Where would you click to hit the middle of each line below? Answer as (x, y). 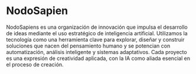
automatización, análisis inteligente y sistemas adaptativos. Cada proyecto (97, 52)
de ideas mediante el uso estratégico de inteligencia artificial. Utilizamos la (97, 33)
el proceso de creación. (35, 64)
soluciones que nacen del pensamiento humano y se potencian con (88, 46)
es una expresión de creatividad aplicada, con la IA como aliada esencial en (98, 58)
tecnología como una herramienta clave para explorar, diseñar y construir (95, 39)
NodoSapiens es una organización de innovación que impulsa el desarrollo (97, 27)
